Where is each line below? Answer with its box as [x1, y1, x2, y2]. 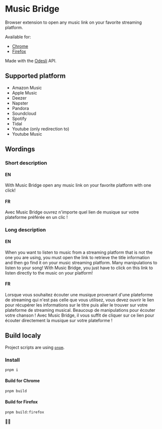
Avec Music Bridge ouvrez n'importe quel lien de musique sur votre [5, 209, 139, 215]
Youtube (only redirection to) [12, 126, 70, 132]
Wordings [5, 145, 35, 153]
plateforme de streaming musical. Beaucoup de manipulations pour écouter [5, 307, 156, 313]
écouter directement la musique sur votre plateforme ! [5, 317, 113, 323]
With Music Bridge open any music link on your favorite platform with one [5, 183, 151, 188]
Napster [12, 100, 29, 106]
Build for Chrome [5, 378, 40, 383]
